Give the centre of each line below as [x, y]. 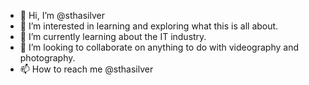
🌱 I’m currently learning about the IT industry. [113, 36]
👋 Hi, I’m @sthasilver [62, 15]
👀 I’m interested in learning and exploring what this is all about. [149, 26]
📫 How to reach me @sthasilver [86, 69]
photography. [47, 58]
